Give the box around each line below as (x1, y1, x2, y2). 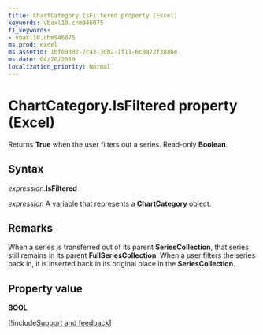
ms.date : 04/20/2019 (8, 56, 76, 64)
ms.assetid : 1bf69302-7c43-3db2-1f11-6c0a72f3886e (8, 48, 178, 56)
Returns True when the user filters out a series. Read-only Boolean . (8, 140, 228, 149)
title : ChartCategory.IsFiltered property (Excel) (8, 11, 178, 20)
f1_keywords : (8, 26, 51, 34)
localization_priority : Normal (8, 63, 111, 71)
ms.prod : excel (8, 41, 58, 49)
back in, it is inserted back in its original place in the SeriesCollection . (8, 259, 235, 269)
